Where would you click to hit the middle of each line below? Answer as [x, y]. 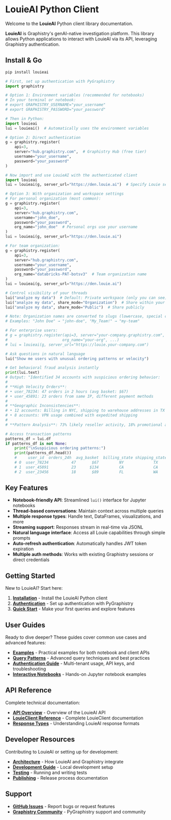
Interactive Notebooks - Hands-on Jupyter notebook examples [79, 674]
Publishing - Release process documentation [60, 778]
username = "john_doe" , [37, 218]
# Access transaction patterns [38, 434]
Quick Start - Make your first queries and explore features [74, 609]
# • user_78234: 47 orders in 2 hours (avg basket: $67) [67, 392]
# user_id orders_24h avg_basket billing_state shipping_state [91, 458]
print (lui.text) [22, 373]
